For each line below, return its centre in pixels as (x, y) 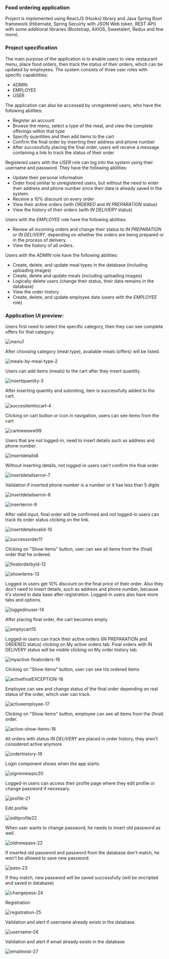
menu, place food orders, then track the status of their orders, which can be (84, 64)
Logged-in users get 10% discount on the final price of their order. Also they (84, 584)
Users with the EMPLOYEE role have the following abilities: (66, 219)
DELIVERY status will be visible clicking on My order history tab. (72, 649)
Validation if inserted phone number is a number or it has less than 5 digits (82, 485)
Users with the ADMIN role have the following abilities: (62, 255)
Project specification (31, 48)
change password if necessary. (38, 788)
